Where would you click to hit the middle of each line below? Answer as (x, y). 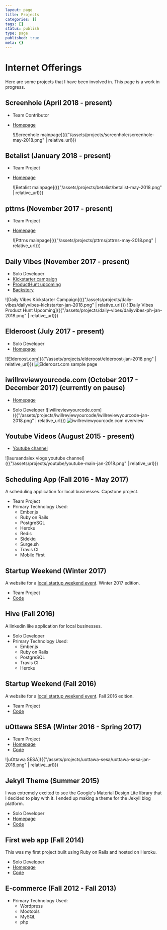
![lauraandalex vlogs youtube (35, 458)
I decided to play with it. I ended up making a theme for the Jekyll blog (78, 798)
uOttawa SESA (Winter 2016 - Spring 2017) (73, 727)
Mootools (30, 911)
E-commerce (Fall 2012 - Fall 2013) (61, 888)
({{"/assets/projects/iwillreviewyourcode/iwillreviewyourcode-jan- (81, 415)
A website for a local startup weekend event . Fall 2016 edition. (70, 696)
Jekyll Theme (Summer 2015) (52, 780)
